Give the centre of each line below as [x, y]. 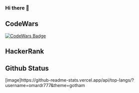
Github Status [27, 68]
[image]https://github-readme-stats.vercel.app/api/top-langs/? [70, 80]
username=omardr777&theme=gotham [45, 85]
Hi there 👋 [17, 8]
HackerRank [25, 51]
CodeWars [22, 24]
